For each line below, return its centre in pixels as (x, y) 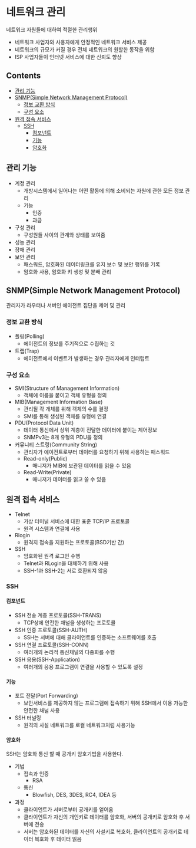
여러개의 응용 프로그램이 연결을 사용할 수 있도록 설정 (83, 666)
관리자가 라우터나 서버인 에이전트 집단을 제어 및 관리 (66, 305)
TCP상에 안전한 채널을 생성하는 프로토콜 (69, 622)
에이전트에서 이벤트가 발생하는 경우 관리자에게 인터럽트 (87, 358)
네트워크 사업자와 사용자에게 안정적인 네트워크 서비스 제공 (81, 42)
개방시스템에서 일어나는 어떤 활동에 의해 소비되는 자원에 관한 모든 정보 (104, 190)
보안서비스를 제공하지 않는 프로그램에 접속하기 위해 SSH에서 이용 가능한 (106, 703)
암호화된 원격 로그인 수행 (52, 556)
